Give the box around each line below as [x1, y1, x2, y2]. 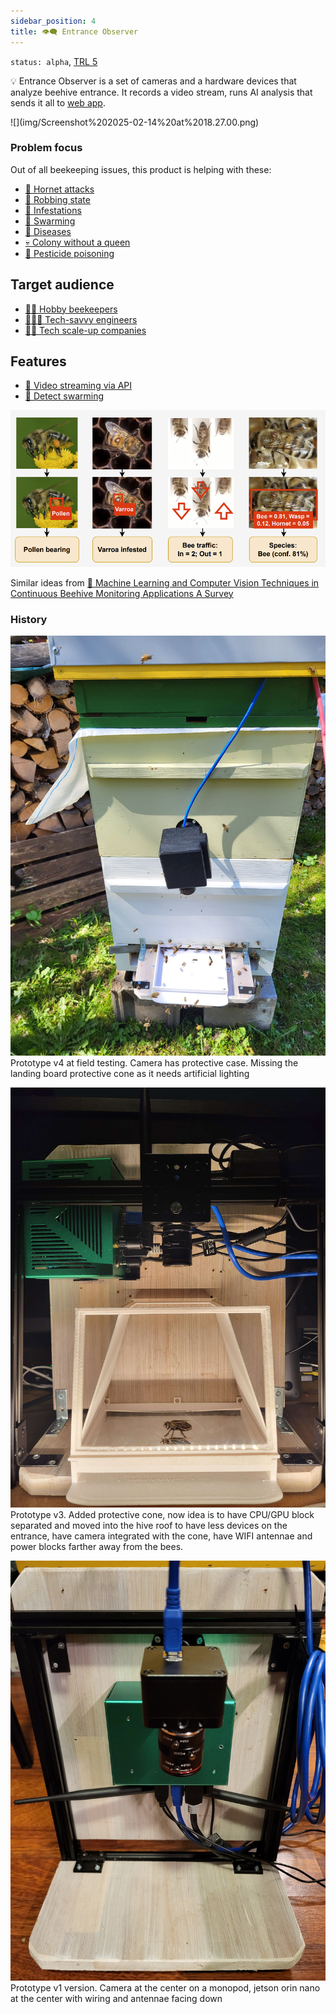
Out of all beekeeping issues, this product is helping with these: [10, 163, 272, 175]
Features [10, 353, 67, 370]
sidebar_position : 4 [10, 16, 97, 26]
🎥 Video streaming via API [24, 380, 133, 392]
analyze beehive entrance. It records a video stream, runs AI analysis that [10, 86, 313, 98]
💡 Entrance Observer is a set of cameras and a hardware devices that [10, 75, 297, 87]
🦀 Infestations [24, 204, 82, 216]
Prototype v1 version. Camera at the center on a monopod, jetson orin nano [10, 1981, 321, 1994]
